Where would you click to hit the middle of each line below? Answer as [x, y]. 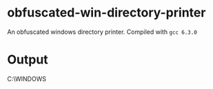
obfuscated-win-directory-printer [106, 13]
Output [28, 60]
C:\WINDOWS [27, 79]
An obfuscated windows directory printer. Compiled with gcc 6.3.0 [102, 32]
